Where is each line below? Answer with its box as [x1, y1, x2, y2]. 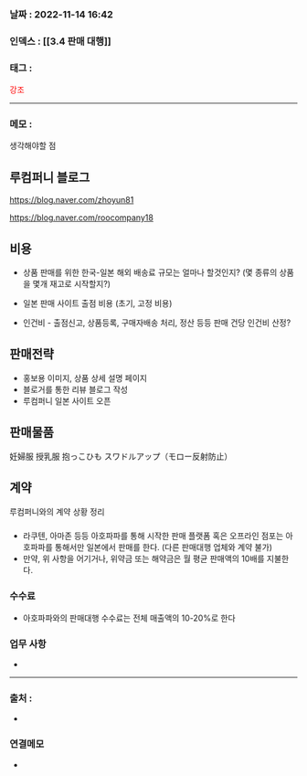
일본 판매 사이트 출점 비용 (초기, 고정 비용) [22, 298, 173, 309]
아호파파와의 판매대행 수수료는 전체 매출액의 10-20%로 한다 [22, 612, 236, 623]
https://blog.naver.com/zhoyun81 [9, 195, 134, 206]
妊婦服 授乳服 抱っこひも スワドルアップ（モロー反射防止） [9, 451, 233, 462]
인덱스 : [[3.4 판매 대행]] [9, 35, 111, 48]
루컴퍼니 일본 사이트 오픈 [22, 395, 111, 406]
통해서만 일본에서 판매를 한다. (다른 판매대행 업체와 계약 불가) [54, 542, 272, 553]
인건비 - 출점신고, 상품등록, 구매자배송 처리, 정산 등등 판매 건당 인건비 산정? [22, 317, 291, 328]
